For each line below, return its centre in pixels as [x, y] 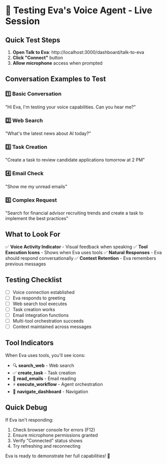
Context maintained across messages [52, 326]
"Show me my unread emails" [36, 186]
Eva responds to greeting [39, 298]
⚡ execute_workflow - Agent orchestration [58, 384]
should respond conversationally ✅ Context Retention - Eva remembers [81, 258]
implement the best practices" [37, 218]
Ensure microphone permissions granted [55, 435]
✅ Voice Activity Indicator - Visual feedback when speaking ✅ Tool [77, 247]
